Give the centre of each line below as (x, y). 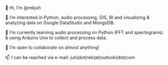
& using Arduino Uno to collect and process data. (56, 38)
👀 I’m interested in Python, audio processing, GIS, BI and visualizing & (77, 17)
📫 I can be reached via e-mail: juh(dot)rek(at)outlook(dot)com (70, 57)
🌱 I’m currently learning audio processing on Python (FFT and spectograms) (84, 32)
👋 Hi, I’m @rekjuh (23, 8)
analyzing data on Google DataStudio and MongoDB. (60, 23)
